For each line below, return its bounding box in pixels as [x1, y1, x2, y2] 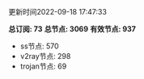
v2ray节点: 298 [19, 52, 71, 60]
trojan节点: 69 [19, 61, 67, 71]
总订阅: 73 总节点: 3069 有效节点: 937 [8, 24, 136, 34]
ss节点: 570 [19, 41, 59, 51]
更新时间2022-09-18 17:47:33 [8, 7, 108, 16]
